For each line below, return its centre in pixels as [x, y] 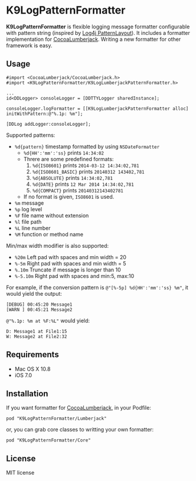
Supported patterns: [31, 135]
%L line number [33, 228]
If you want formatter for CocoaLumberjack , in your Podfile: [79, 408]
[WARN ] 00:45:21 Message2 [39, 310]
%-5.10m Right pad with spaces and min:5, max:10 [74, 276]
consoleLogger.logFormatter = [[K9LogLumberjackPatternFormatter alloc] [97, 109]
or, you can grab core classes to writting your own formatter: [80, 430]
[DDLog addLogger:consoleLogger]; [49, 124]
